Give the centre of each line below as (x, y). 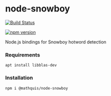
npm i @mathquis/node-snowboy (37, 88)
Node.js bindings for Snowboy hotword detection (56, 42)
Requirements (23, 54)
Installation (19, 78)
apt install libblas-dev (31, 65)
